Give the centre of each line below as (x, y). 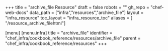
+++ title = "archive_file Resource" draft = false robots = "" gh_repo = (77, 7)
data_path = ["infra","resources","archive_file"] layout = (87, 12)
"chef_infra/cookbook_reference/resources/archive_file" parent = (73, 38)
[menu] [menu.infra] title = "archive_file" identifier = (59, 33)
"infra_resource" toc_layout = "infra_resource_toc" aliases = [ (69, 18)
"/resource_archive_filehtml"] (35, 23)
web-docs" (17, 12)
